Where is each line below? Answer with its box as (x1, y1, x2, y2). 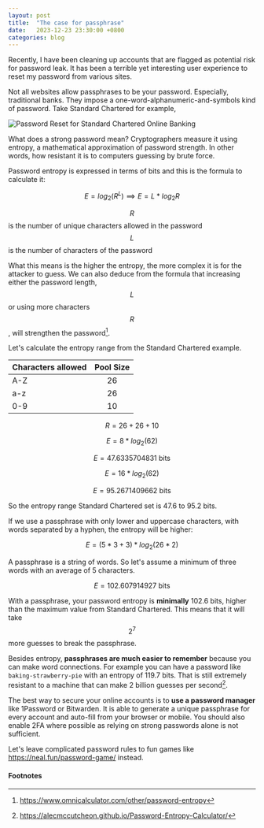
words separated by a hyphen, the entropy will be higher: (8, 525, 193, 534)
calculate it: (8, 175, 46, 184)
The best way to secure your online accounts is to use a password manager (8, 696, 255, 705)
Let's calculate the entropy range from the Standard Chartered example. (8, 343, 242, 353)
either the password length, (8, 277, 97, 287)
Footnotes (8, 770, 42, 780)
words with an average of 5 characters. (8, 565, 135, 575)
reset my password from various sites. (8, 72, 132, 81)
